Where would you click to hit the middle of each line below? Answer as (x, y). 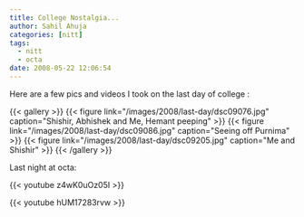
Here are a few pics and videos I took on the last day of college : (130, 94)
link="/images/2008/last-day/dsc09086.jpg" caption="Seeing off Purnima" (150, 130)
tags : (20, 43)
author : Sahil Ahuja (49, 26)
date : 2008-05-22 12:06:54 (60, 69)
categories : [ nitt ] (46, 34)
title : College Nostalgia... (64, 18)
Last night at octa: (43, 167)
